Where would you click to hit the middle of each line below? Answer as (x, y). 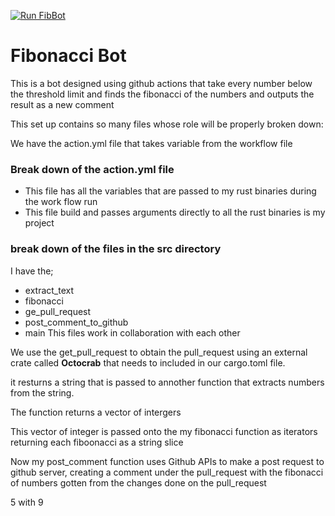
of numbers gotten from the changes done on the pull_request (138, 482)
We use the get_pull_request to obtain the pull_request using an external (159, 352)
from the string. (42, 392)
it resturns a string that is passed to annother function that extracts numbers (167, 382)
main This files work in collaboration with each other (132, 332)
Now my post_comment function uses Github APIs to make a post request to (167, 461)
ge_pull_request (58, 311)
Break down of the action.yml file (92, 169)
